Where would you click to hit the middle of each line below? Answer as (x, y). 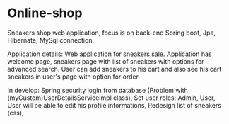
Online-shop (45, 13)
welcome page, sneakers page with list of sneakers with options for (106, 61)
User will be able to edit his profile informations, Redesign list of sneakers (114, 105)
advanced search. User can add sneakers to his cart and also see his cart (114, 69)
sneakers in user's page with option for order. (74, 77)
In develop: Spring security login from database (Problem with (98, 90)
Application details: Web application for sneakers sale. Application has (110, 54)
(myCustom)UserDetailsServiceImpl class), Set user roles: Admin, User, (111, 98)
